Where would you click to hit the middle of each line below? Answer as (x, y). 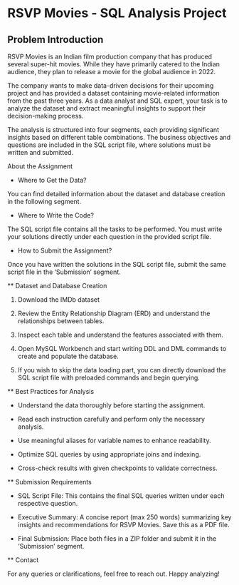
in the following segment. (44, 202)
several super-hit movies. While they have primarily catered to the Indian (114, 64)
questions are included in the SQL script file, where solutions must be (109, 145)
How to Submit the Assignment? (65, 250)
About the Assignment (40, 166)
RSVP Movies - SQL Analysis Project (117, 13)
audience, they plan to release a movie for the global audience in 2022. (112, 72)
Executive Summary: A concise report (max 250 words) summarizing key (124, 517)
